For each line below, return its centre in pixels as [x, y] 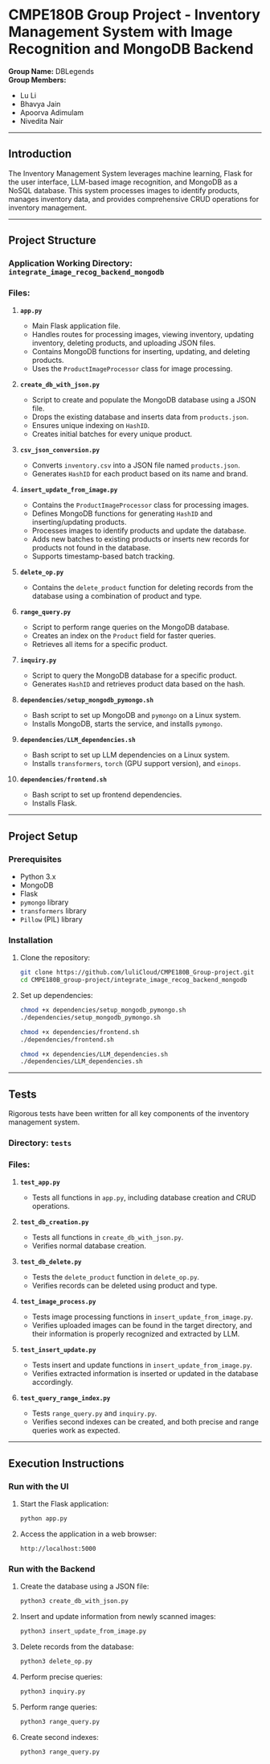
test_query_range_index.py [65, 1399]
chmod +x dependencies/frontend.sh [80, 1032]
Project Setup [43, 836]
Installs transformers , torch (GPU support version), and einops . [136, 764]
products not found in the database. [91, 548]
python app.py [43, 1519]
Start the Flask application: [64, 1504]
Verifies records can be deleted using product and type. [125, 1286]
